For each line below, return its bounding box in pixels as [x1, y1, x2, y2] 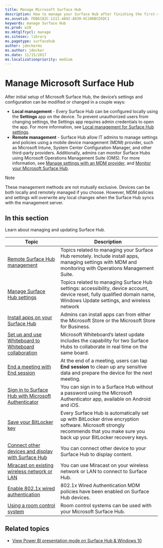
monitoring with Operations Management [60, 265, 154, 272]
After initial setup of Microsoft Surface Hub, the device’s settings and [5, 94, 143, 100]
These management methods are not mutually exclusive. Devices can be [5, 184, 150, 190]
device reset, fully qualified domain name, [60, 291, 156, 297]
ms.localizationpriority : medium [5, 57, 73, 62]
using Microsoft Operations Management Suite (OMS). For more [12, 155, 140, 161]
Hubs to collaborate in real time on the [60, 344, 147, 350]
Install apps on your [7, 314, 52, 321]
